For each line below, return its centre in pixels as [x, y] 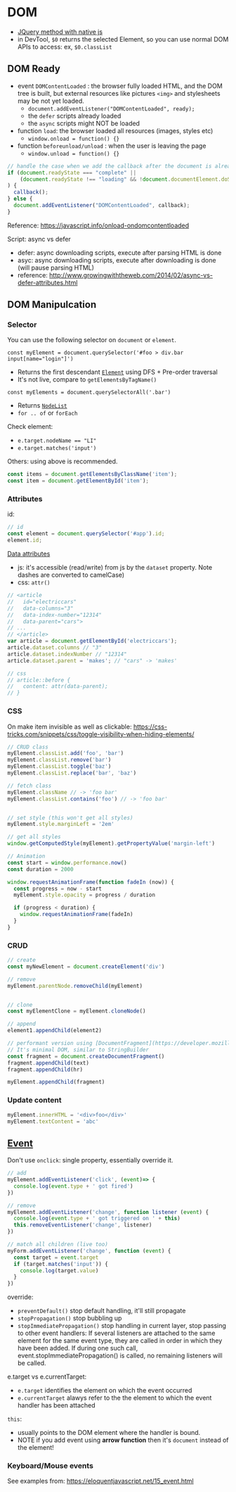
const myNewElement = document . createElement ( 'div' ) [86, 966]
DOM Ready [34, 69]
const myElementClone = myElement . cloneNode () [77, 1011]
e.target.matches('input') [57, 449]
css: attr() [34, 582]
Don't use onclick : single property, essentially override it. [90, 1160]
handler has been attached [57, 1405]
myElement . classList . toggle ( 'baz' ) [59, 767]
